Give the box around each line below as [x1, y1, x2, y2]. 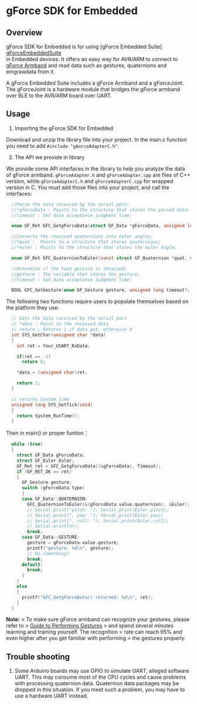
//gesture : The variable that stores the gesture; [11, 271, 141, 277]
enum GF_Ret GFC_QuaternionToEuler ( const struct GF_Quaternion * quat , [11, 255, 188, 261]
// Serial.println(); [27, 523, 80, 529]
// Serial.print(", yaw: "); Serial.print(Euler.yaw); [27, 512, 164, 518]
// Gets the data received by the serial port [11, 316, 127, 322]
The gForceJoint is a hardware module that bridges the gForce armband [6, 86, 181, 92]
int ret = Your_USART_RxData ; [16, 343, 91, 349]
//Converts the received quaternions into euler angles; [11, 233, 154, 239]
